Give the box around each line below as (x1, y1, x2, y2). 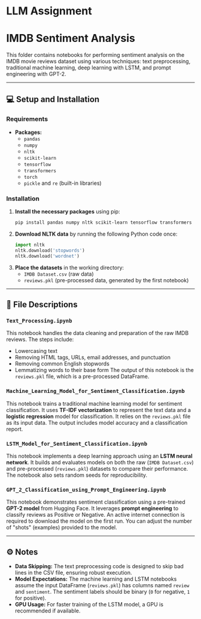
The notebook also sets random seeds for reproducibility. (6, 471, 148, 478)
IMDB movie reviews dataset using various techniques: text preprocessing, (6, 58, 191, 65)
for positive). (14, 594, 47, 602)
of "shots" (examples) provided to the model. (6, 524, 118, 531)
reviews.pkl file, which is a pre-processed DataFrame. (14, 373, 150, 380)
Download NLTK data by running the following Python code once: (14, 230, 178, 237)
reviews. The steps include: (6, 336, 74, 343)
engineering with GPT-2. (6, 71, 67, 78)
